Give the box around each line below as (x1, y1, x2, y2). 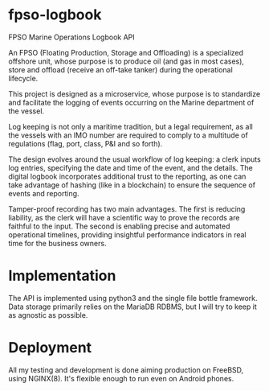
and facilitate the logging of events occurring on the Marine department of (8, 97, 255, 107)
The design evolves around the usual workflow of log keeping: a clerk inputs (8, 154, 261, 164)
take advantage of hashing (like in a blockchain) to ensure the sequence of (8, 179, 255, 190)
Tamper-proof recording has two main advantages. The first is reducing (8, 204, 246, 214)
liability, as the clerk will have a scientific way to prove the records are (8, 212, 240, 222)
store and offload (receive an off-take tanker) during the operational (8, 64, 233, 74)
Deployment (8, 339, 92, 357)
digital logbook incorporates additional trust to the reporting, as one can (8, 171, 247, 181)
